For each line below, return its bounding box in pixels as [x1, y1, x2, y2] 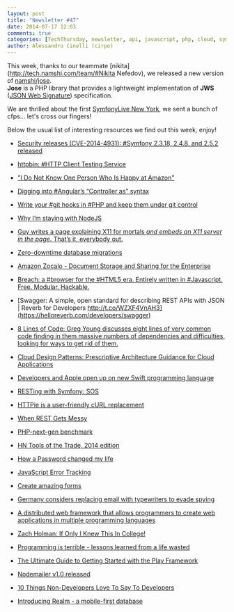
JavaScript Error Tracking [17, 468, 91, 476]
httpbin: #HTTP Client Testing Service [17, 160, 127, 168]
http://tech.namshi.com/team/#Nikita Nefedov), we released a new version [9, 69, 224, 77]
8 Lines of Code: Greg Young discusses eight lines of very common [17, 324, 211, 333]
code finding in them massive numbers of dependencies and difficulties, [17, 332, 225, 340]
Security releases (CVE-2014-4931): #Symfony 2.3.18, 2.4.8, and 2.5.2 [17, 139, 219, 147]
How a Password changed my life [17, 455, 114, 463]
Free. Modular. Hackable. [17, 283, 90, 291]
